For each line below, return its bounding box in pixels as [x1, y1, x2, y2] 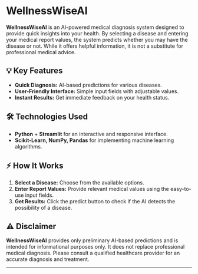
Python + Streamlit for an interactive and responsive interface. [14, 130, 168, 137]
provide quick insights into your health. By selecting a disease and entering [6, 29, 189, 37]
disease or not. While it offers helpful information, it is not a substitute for [6, 42, 184, 49]
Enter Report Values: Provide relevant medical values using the [14, 186, 169, 193]
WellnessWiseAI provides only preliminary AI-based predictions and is [6, 237, 179, 244]
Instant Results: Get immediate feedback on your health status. [14, 94, 170, 101]
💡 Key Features [6, 66, 63, 76]
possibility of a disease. [14, 204, 72, 212]
